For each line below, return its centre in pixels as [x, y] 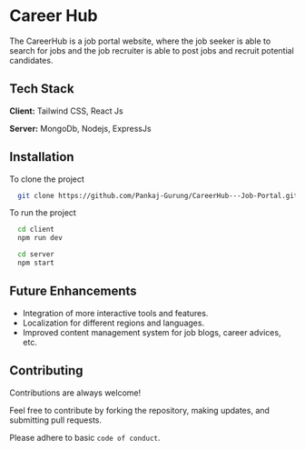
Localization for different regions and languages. [113, 323]
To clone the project [47, 179]
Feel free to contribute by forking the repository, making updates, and [140, 410]
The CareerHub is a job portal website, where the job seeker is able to [140, 41]
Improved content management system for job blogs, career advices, [152, 332]
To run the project [43, 213]
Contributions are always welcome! [75, 393]
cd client [36, 230]
